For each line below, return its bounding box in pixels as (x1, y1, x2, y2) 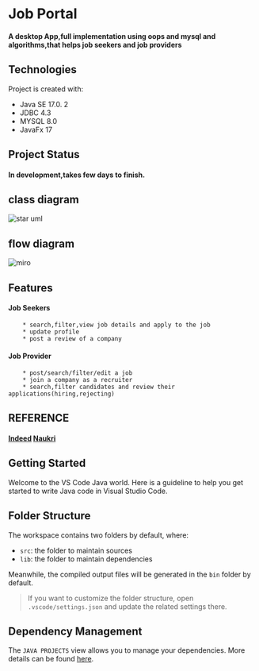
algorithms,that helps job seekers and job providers (8, 40, 182, 49)
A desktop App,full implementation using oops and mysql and (8, 31, 216, 40)
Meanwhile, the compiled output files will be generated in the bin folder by (8, 569, 251, 579)
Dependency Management (8, 625, 143, 638)
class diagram (8, 192, 79, 206)
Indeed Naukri (8, 434, 56, 443)
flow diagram (8, 237, 75, 250)
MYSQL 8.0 (19, 116, 58, 125)
